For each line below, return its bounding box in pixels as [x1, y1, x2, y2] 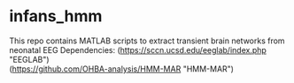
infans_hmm [9, 6, 103, 26]
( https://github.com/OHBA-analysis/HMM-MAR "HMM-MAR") [9, 64, 235, 74]
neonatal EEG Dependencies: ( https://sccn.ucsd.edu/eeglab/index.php [9, 44, 267, 55]
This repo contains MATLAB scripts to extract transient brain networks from [9, 35, 285, 46]
